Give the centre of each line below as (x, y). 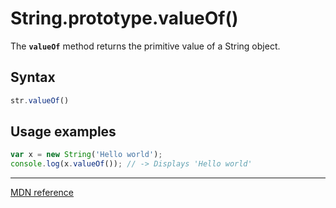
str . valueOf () (40, 100)
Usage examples (63, 132)
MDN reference (42, 193)
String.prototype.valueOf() (124, 18)
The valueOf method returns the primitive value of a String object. (145, 46)
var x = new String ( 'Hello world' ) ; (86, 155)
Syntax (33, 77)
